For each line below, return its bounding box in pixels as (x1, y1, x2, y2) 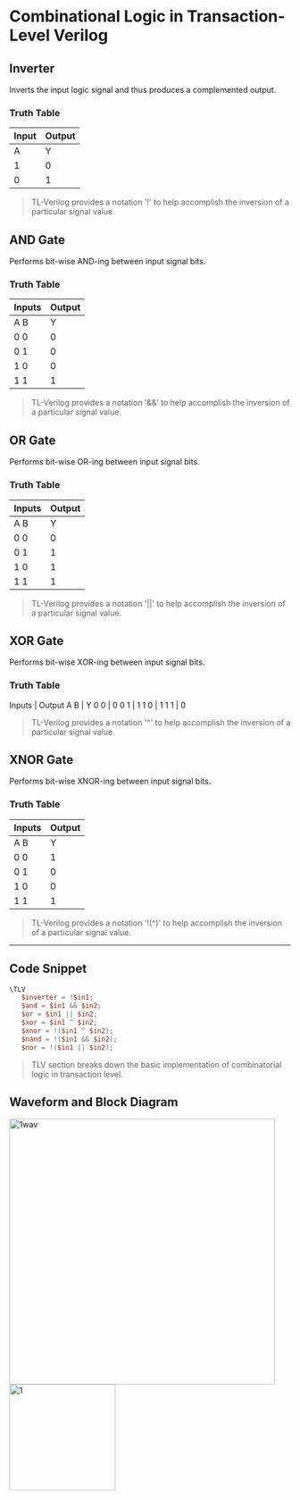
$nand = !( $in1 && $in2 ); (21, 1035, 118, 1043)
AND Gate (9, 232, 65, 247)
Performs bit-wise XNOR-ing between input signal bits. (9, 775, 212, 787)
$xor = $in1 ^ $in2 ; (21, 1018, 98, 1027)
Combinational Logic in (9, 6, 184, 27)
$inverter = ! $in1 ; (21, 993, 94, 1002)
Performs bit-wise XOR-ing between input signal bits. (9, 657, 205, 667)
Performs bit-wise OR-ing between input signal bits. (9, 457, 201, 467)
